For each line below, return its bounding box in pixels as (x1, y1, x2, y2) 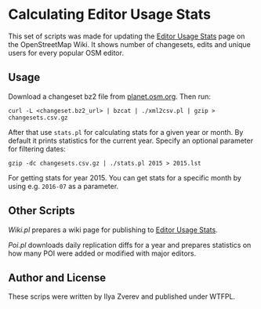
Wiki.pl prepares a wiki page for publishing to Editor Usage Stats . (8, 225, 218, 234)
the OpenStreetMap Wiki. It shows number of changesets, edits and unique (8, 39, 251, 49)
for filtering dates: (8, 144, 67, 154)
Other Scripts (8, 204, 76, 217)
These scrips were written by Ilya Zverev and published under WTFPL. (8, 292, 236, 301)
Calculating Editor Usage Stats (8, 5, 212, 24)
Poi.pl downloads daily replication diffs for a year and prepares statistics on (8, 240, 252, 249)
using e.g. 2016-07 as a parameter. (8, 181, 119, 191)
